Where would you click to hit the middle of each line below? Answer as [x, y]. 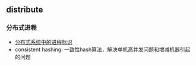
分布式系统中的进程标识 [43, 42]
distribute [25, 10]
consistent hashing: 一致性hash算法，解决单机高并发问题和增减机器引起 [102, 49]
